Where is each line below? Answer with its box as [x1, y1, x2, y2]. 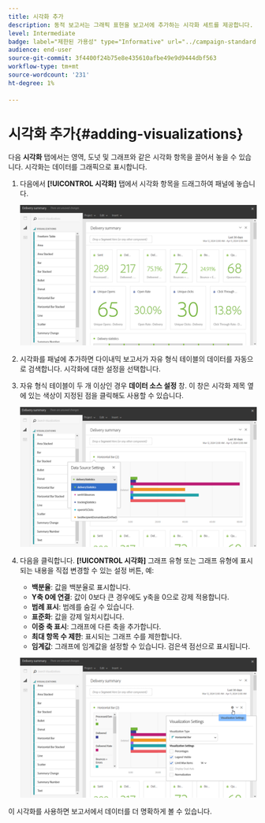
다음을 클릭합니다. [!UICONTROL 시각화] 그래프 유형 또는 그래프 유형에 [19, 556, 239, 565]
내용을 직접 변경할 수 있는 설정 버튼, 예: [34, 565, 155, 575]
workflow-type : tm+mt [8, 63, 80, 71]
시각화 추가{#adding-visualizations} [8, 125, 244, 143]
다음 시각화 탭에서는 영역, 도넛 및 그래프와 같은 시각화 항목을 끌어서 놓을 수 [8, 152, 237, 162]
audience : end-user [8, 46, 73, 54]
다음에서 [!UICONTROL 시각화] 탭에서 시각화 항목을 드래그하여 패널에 [19, 179, 235, 188]
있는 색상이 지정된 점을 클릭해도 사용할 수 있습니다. [28, 390, 184, 400]
